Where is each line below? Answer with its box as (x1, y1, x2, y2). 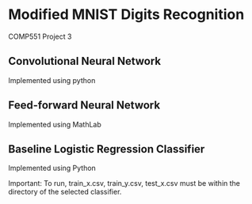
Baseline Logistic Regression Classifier (8, 142, 205, 156)
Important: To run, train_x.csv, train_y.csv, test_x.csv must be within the (8, 179, 240, 188)
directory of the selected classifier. (8, 187, 122, 197)
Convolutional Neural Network (8, 55, 162, 68)
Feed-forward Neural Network (8, 99, 161, 112)
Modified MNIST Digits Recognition (8, 6, 245, 24)
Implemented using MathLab (8, 119, 101, 129)
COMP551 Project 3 (8, 32, 72, 41)
